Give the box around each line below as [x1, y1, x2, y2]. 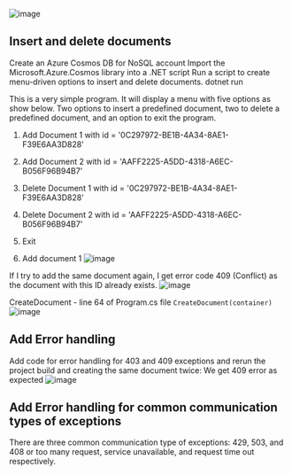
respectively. [9, 456, 56, 467]
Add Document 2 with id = [21, 156, 118, 167]
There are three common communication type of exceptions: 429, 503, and [9, 437, 284, 448]
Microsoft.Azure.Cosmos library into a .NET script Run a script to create [9, 66, 271, 77]
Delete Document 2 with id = [21, 209, 127, 220]
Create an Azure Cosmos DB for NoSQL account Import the [9, 58, 226, 68]
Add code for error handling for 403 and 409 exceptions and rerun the [9, 355, 266, 366]
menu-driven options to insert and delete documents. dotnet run [9, 76, 243, 87]
